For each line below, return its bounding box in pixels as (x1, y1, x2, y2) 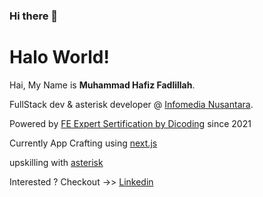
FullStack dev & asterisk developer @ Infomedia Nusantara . (9, 98, 254, 110)
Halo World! (9, 46, 110, 69)
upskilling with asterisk (9, 156, 104, 168)
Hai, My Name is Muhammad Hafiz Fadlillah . (9, 79, 196, 91)
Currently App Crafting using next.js (9, 137, 158, 149)
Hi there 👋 (9, 9, 59, 23)
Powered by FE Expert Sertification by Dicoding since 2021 (9, 117, 252, 129)
